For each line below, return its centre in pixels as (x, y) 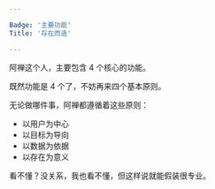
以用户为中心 (45, 124)
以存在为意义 (45, 156)
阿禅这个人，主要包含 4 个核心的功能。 (80, 67)
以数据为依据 (45, 146)
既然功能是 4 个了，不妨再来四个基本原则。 (88, 86)
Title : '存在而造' (41, 33)
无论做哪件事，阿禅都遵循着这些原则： (79, 105)
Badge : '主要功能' (41, 25)
